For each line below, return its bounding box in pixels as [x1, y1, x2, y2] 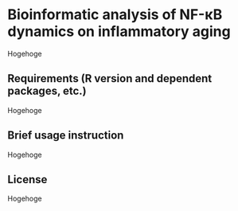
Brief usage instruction [7, 129, 124, 143]
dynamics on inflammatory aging [7, 22, 232, 41]
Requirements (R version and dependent [7, 72, 213, 85]
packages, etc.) [7, 84, 87, 98]
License [7, 173, 48, 186]
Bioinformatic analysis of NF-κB [7, 6, 223, 24]
